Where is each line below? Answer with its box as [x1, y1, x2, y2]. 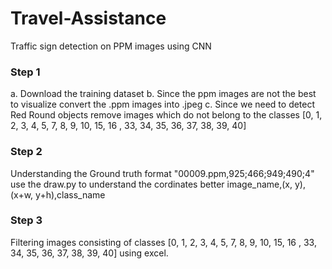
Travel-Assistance [10, 7, 167, 30]
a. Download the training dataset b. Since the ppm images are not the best [10, 88, 317, 100]
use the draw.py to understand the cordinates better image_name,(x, [10, 178, 293, 190]
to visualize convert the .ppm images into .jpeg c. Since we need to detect [10, 98, 316, 111]
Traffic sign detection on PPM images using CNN [10, 40, 212, 52]
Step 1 [10, 65, 41, 79]
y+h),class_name [35, 188, 106, 201]
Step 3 [10, 213, 43, 227]
